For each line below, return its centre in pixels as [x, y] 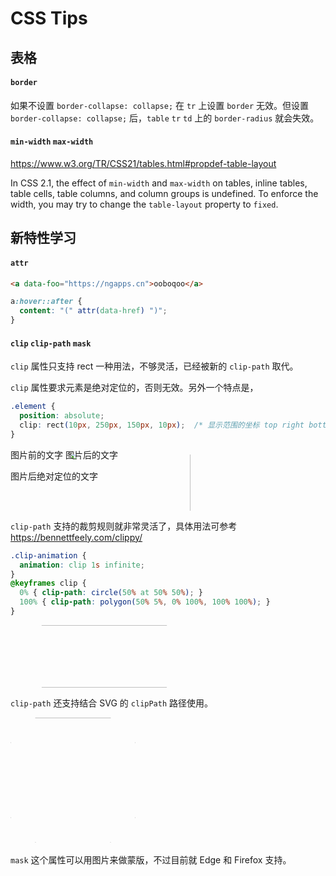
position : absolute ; [62, 416]
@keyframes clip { [48, 583]
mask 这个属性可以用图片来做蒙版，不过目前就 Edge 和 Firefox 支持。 [151, 859]
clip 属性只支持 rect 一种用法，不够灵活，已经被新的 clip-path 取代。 [154, 366]
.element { [33, 407]
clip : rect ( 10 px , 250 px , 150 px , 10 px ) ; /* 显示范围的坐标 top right [162, 425]
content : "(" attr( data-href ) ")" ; [93, 311]
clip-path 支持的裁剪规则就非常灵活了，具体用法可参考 [124, 526]
